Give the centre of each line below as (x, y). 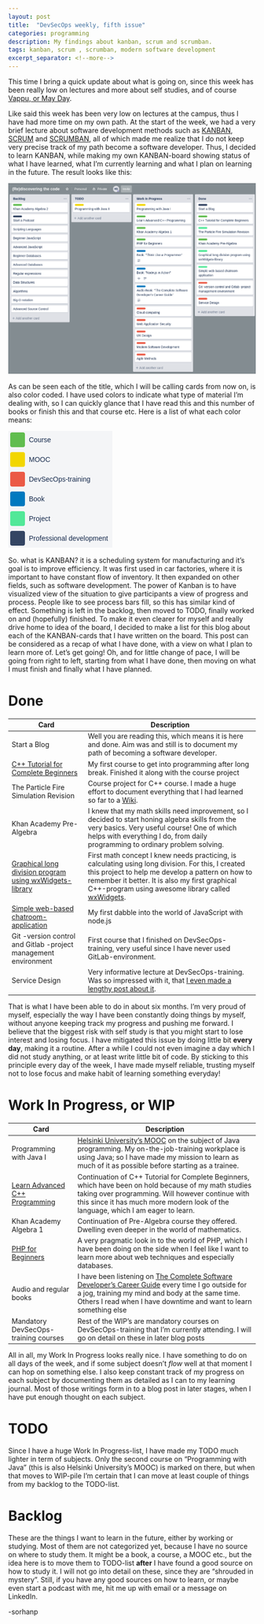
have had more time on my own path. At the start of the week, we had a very (132, 122)
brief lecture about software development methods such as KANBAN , (121, 130)
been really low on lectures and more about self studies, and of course (123, 90)
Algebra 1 (27, 1229)
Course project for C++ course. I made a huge (162, 783)
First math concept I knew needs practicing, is (162, 856)
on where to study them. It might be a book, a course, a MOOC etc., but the (130, 1554)
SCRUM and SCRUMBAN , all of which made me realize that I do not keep (126, 139)
